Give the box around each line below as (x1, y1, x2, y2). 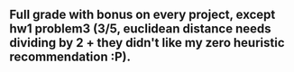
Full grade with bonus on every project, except (9, 7, 276, 22)
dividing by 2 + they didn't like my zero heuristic (9, 35, 285, 50)
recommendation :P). (9, 49, 131, 65)
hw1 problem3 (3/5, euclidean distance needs (9, 22, 271, 37)
